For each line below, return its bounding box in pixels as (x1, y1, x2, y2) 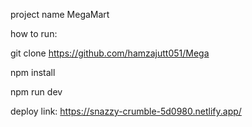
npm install (10, 67, 56, 78)
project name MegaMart (10, 9, 110, 20)
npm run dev (10, 86, 63, 98)
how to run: (10, 28, 58, 39)
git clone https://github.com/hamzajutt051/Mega (10, 47, 210, 59)
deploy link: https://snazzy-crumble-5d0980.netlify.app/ (10, 105, 242, 117)
